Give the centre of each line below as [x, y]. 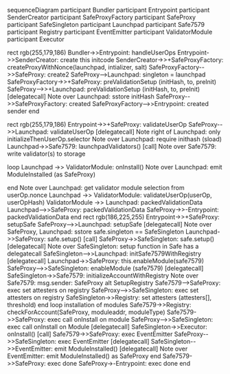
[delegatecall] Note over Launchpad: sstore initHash [81, 96]
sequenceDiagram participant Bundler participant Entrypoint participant [108, 10]
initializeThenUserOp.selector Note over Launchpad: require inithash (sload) [114, 139]
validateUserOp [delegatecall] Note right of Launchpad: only [136, 132]
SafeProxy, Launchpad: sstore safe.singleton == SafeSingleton [95, 231]
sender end [23, 111]
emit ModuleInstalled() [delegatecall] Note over [121, 349]
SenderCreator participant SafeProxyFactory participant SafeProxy [102, 17]
